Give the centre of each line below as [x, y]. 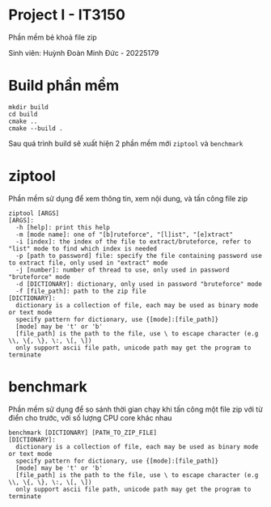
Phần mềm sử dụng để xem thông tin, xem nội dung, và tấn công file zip [128, 198]
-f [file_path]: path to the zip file [81, 291]
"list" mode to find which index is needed [83, 248]
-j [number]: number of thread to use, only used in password [123, 270]
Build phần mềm [64, 86]
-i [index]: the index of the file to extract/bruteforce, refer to [133, 241]
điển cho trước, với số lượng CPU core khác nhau [90, 417]
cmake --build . [36, 128]
